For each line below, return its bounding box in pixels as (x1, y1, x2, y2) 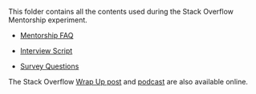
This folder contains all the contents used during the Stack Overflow (8, 7, 234, 16)
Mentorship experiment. (8, 15, 88, 25)
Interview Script (19, 46, 73, 55)
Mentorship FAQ (19, 31, 74, 40)
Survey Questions (19, 61, 79, 71)
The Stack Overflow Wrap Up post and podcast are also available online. (8, 77, 249, 86)
